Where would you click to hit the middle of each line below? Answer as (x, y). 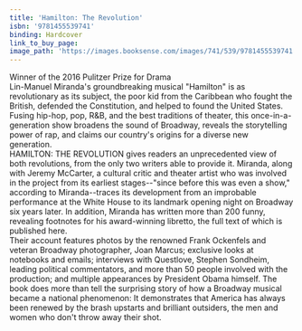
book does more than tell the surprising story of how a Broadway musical (146, 288)
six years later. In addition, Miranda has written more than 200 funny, (137, 212)
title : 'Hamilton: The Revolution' (76, 18)
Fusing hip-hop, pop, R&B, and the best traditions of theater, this (129, 116)
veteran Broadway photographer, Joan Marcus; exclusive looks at (132, 251)
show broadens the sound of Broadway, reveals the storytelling (169, 125)
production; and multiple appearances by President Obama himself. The (143, 279)
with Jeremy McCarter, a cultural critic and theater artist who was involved (148, 174)
